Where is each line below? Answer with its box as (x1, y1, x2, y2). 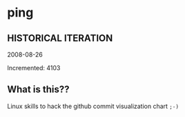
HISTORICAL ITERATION (7, 32, 113, 44)
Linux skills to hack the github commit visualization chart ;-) (7, 102, 179, 110)
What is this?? (7, 84, 70, 96)
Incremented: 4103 (7, 64, 61, 72)
